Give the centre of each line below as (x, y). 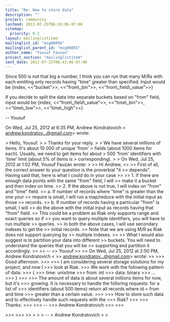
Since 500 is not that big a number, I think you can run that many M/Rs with (84, 76)
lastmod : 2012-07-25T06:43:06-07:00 (44, 24)
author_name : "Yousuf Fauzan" (37, 52)
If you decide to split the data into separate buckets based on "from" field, (83, 97)
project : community (26, 19)
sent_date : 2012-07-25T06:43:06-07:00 (46, 62)
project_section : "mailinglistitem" (44, 57)
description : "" (22, 15)
